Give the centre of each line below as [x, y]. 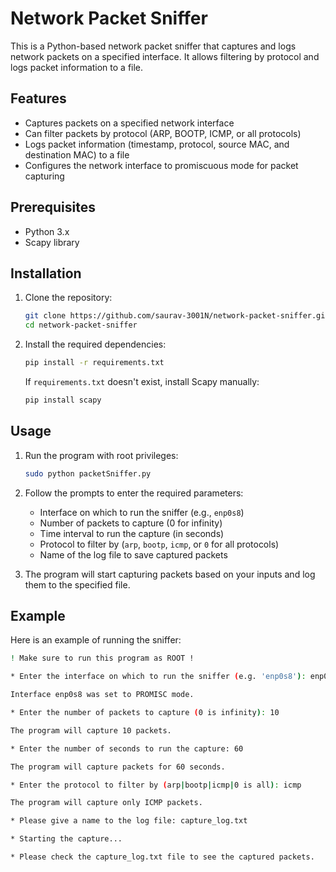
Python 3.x [47, 231]
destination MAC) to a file [77, 154]
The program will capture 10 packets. [91, 730]
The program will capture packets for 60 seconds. [118, 767]
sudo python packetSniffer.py [88, 473]
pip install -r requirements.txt [94, 363]
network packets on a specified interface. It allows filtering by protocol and [165, 56]
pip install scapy [63, 400]
